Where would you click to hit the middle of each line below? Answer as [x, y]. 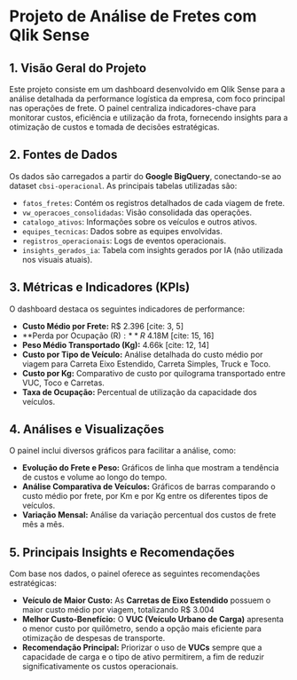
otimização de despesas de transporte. [94, 638]
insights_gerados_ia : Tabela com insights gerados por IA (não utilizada [152, 249]
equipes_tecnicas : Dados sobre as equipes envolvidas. [122, 231]
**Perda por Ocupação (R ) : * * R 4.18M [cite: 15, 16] [118, 336]
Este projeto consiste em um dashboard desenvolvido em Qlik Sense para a [147, 89]
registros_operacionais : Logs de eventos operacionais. [124, 241]
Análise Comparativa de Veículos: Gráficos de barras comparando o [149, 486]
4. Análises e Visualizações [87, 429]
